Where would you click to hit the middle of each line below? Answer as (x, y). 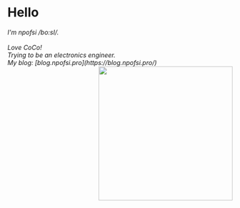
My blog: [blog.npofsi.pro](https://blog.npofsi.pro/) (82, 62)
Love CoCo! (25, 47)
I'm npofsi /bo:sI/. (33, 32)
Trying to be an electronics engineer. (61, 55)
